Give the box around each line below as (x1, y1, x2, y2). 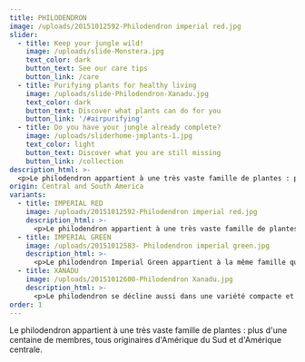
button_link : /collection (25, 156, 124, 166)
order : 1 (9, 300, 43, 309)
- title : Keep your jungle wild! (17, 38, 144, 48)
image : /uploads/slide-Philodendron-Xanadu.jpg (25, 89, 209, 98)
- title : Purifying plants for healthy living (17, 81, 197, 90)
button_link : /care (25, 73, 100, 82)
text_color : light (25, 140, 95, 149)
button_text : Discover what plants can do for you (25, 106, 221, 115)
